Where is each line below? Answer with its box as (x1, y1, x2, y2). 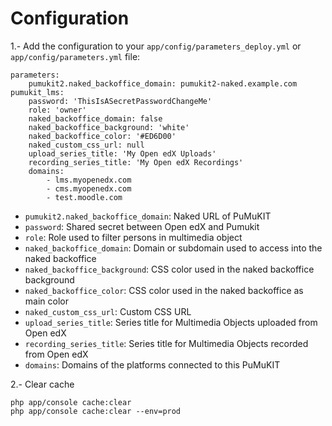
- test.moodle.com (46, 192, 123, 202)
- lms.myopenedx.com (46, 175, 132, 185)
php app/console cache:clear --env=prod (10, 406, 182, 416)
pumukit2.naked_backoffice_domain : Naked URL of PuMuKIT (24, 210, 272, 222)
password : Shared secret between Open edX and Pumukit (24, 220, 260, 232)
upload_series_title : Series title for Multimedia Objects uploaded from (24, 316, 318, 328)
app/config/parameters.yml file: (10, 50, 141, 62)
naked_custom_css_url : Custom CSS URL (24, 305, 192, 317)
